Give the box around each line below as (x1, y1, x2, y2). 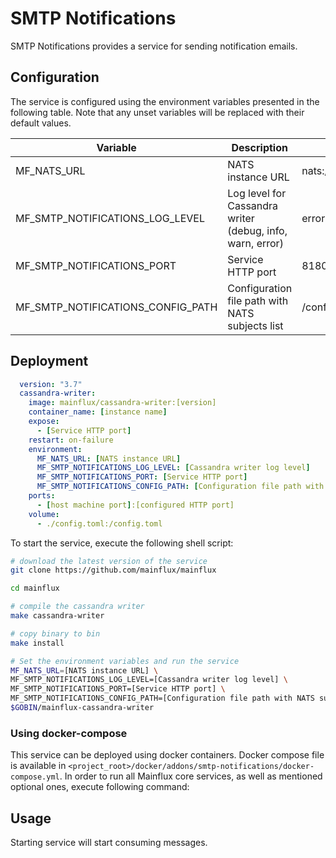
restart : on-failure (28, 435, 114, 445)
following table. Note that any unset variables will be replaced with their (10, 106, 305, 118)
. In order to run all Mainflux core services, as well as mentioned (59, 770, 323, 782)
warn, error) (227, 236, 284, 250)
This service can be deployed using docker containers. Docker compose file (10, 749, 325, 761)
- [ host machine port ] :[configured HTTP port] (36, 500, 235, 510)
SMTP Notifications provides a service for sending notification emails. (10, 40, 298, 52)
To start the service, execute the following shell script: (10, 537, 234, 549)
